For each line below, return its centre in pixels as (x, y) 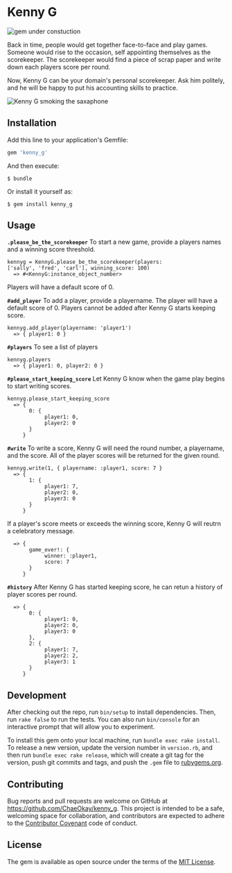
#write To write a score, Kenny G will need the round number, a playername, (116, 448)
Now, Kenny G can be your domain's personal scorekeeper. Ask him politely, (116, 80)
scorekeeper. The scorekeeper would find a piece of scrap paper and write (114, 59)
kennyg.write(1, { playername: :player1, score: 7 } (85, 468)
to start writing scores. (39, 386)
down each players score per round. (59, 67)
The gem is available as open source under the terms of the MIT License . (111, 861)
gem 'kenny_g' (28, 152)
